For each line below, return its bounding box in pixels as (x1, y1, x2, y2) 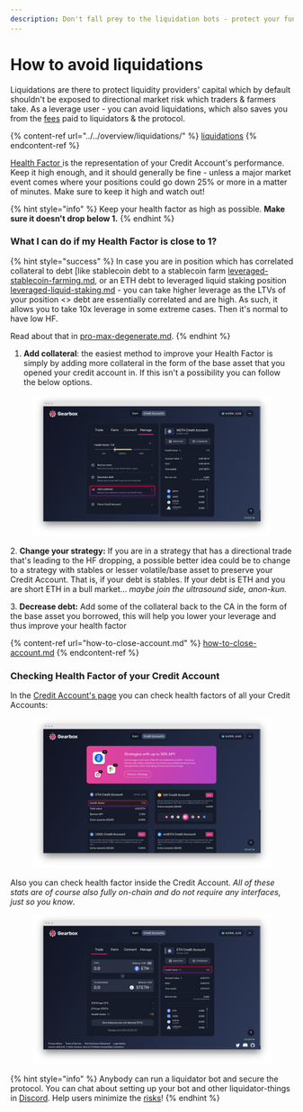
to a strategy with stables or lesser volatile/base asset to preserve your (10, 565, 273, 576)
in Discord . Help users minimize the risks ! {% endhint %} (10, 1093, 220, 1104)
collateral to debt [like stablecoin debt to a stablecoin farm (10, 265, 227, 276)
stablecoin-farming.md (10, 274, 95, 285)
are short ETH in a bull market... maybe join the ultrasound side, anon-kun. (10, 584, 287, 595)
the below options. (22, 376, 93, 387)
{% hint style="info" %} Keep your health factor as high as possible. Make (10, 203, 286, 214)
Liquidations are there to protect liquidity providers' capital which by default (10, 84, 291, 94)
